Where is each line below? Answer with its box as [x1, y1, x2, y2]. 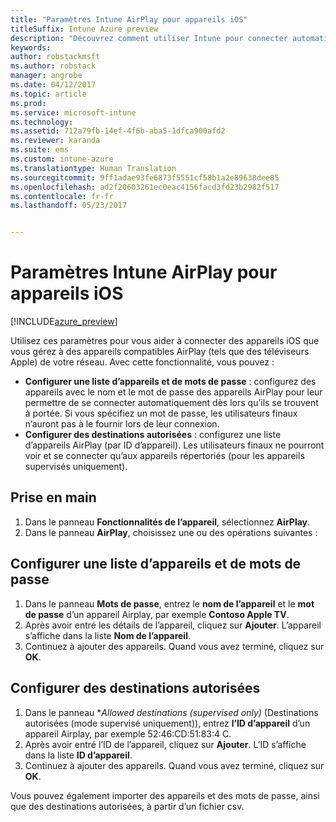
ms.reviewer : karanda [10, 136, 101, 146]
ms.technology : [10, 117, 74, 127]
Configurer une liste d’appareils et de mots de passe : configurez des [24, 376, 317, 388]
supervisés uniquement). [24, 461, 128, 473]
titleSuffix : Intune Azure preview [10, 24, 159, 34]
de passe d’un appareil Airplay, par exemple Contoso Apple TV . [24, 608, 290, 620]
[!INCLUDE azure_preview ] [10, 316, 118, 328]
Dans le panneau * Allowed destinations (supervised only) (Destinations [24, 706, 319, 718]
